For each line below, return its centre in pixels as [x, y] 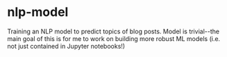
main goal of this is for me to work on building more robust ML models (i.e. [114, 38]
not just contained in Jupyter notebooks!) [66, 46]
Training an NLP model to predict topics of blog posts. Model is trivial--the [113, 31]
